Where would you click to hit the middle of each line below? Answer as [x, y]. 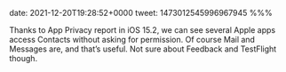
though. [24, 58]
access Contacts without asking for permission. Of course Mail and [132, 40]
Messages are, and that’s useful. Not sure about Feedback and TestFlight [143, 49]
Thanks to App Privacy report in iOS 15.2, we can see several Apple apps [143, 30]
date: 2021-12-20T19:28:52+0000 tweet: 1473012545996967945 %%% [141, 13]
